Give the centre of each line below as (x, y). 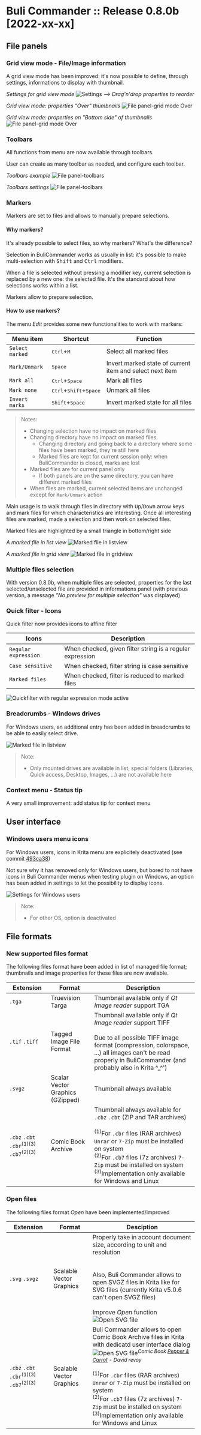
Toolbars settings (28, 187)
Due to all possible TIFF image (137, 1038)
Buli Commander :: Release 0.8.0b (93, 11)
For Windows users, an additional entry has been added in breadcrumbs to (98, 727)
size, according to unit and (130, 1245)
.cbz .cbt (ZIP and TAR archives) (140, 1118)
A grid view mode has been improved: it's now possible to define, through (97, 76)
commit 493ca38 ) (28, 858)
